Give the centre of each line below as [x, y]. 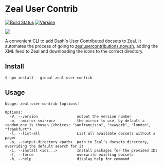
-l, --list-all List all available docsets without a [82, 133]
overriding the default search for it [44, 146]
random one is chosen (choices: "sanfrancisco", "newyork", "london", [78, 125]
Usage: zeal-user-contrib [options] [42, 104]
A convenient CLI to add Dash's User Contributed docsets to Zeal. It [73, 41]
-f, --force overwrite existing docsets [72, 155]
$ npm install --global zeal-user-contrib [49, 78]
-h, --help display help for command [70, 159]
